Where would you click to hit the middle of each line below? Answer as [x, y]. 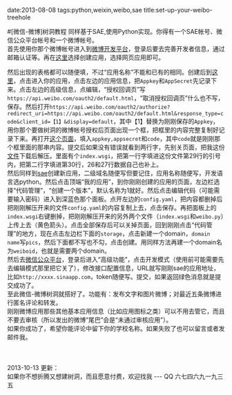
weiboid [25, 251]
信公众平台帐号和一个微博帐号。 [52, 40]
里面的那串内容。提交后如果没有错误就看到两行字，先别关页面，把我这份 [122, 147]
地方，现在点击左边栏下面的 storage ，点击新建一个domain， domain [116, 233]
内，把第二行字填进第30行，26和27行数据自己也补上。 [85, 164]
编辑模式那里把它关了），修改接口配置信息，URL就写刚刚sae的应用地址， [116, 268]
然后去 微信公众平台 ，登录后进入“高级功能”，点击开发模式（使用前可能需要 [113, 259]
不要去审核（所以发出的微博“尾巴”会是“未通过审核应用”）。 [90, 320]
